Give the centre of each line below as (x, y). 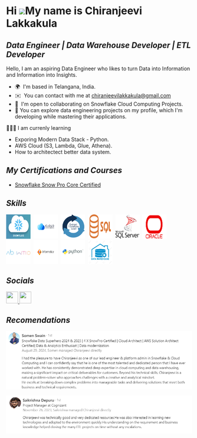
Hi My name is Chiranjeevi (74, 11)
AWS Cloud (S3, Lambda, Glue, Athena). (63, 146)
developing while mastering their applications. (70, 117)
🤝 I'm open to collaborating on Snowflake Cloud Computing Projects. (99, 104)
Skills (16, 203)
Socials (20, 281)
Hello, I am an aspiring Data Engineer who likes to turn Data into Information (98, 68)
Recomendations (38, 320)
